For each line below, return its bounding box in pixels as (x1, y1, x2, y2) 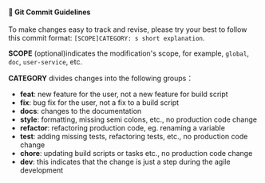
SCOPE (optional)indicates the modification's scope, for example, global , (8, 49, 250, 58)
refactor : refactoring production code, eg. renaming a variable (19, 123, 226, 133)
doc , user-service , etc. (8, 57, 82, 67)
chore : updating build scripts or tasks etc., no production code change (19, 149, 253, 158)
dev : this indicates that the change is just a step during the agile (19, 157, 231, 167)
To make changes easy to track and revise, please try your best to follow (8, 25, 247, 34)
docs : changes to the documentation (19, 107, 142, 116)
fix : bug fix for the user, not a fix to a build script (19, 98, 180, 107)
